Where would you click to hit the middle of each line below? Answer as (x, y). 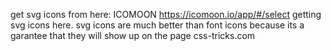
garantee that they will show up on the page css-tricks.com (133, 35)
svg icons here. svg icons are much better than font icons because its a (157, 25)
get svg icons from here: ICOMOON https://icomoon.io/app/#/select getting (166, 14)
